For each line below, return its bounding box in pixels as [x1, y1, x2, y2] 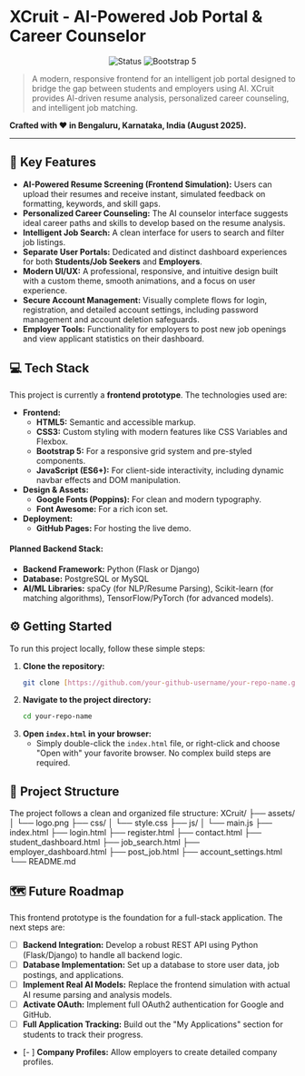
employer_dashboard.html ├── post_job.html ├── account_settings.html [9, 846, 283, 857]
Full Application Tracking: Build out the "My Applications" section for [22, 1019, 283, 1030]
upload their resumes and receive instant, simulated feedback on [22, 188, 266, 199]
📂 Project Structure [9, 784, 120, 799]
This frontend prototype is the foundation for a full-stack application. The [9, 912, 283, 923]
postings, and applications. [22, 970, 124, 981]
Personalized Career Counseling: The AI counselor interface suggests [22, 207, 289, 219]
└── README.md [9, 856, 76, 867]
